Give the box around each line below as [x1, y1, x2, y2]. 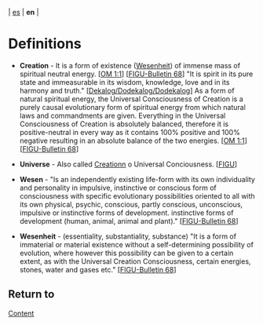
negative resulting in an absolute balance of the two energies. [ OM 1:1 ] [19, 136, 247, 145]
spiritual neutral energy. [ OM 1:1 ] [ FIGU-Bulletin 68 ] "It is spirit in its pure [19, 69, 254, 79]
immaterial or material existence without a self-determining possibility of [19, 239, 254, 249]
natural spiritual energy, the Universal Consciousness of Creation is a [19, 94, 243, 104]
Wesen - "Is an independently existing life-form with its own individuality [19, 174, 255, 184]
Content [8, 309, 35, 318]
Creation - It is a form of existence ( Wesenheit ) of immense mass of [19, 60, 241, 70]
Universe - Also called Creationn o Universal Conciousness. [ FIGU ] [19, 159, 238, 169]
